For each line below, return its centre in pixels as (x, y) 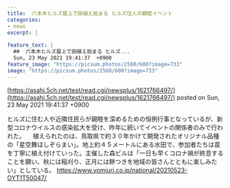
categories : (24, 20)
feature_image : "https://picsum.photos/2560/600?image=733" (95, 64)
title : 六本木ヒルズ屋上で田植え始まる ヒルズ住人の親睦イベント (90, 13)
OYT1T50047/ (27, 178)
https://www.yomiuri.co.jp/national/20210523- (122, 170)
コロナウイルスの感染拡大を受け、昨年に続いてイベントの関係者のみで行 (115, 127)
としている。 (37, 170)
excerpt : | (23, 32)
